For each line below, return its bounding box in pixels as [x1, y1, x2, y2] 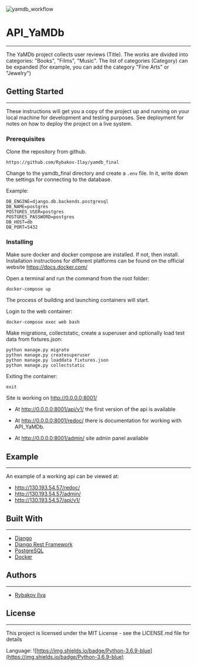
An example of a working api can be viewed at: [6, 473, 119, 480]
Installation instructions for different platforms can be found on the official [6, 257, 185, 264]
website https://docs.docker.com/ [6, 264, 88, 271]
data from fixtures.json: [6, 336, 63, 343]
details [6, 636, 22, 643]
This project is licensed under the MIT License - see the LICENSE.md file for [6, 629, 190, 636]
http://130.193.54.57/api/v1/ [14, 497, 80, 504]
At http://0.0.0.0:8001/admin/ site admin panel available [14, 434, 148, 442]
